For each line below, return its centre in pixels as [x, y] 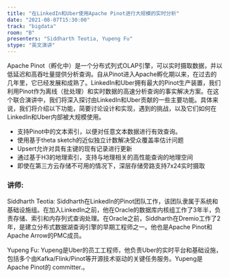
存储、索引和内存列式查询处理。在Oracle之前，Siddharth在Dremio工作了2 [117, 218]
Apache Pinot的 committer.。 [48, 267]
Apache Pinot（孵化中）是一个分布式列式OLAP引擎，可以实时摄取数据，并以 [115, 65]
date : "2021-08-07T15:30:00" [49, 20]
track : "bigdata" [32, 26]
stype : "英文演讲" [31, 45]
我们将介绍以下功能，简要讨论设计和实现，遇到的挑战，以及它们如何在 [118, 108]
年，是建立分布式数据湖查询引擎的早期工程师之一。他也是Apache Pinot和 [110, 227]
